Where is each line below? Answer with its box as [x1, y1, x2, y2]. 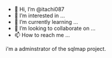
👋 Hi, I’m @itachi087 [14, 6, 65, 13]
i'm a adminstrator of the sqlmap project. [5, 45, 106, 52]
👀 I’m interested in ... [14, 12, 65, 19]
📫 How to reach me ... [14, 32, 70, 38]
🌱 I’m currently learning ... [14, 19, 78, 25]
